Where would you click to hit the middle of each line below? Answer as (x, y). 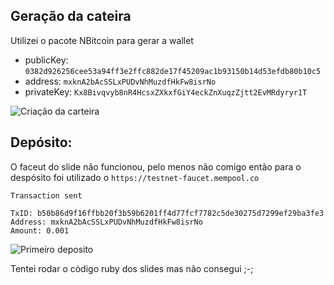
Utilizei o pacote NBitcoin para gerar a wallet (102, 40)
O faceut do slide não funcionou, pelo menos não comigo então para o (156, 166)
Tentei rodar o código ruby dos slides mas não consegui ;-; (132, 268)
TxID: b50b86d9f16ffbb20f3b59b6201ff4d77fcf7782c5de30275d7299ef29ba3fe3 (167, 213)
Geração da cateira (71, 16)
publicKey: (46, 60)
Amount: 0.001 (40, 230)
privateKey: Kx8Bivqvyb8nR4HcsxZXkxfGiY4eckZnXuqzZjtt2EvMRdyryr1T (166, 91)
